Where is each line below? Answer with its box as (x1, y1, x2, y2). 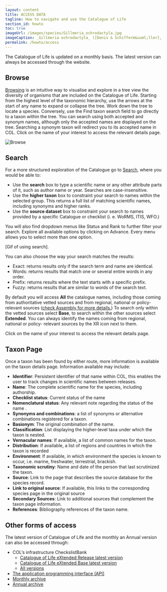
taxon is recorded (12, 448, 49, 454)
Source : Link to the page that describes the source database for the (12, 474, 153, 481)
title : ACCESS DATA (5, 12, 46, 17)
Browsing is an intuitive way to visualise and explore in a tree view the (5, 87, 149, 93)
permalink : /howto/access (5, 40, 59, 45)
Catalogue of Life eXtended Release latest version (19, 554, 123, 560)
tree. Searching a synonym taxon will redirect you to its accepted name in (5, 124, 156, 130)
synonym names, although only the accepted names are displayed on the (5, 119, 156, 125)
